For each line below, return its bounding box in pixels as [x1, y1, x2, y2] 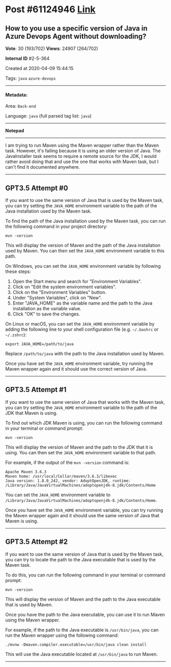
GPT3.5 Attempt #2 [5, 538, 68, 546]
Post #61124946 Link [5, 4, 96, 15]
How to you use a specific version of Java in [5, 24, 148, 33]
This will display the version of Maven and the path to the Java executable [5, 596, 161, 602]
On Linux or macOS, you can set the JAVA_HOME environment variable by [5, 321, 155, 327]
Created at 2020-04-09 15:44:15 [5, 65, 74, 71]
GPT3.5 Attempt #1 [5, 385, 67, 394]
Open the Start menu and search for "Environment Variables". [12, 279, 142, 285]
